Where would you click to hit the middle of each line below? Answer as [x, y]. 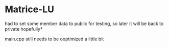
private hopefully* [24, 29]
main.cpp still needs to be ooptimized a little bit [54, 39]
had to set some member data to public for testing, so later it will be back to [84, 24]
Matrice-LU [30, 9]
